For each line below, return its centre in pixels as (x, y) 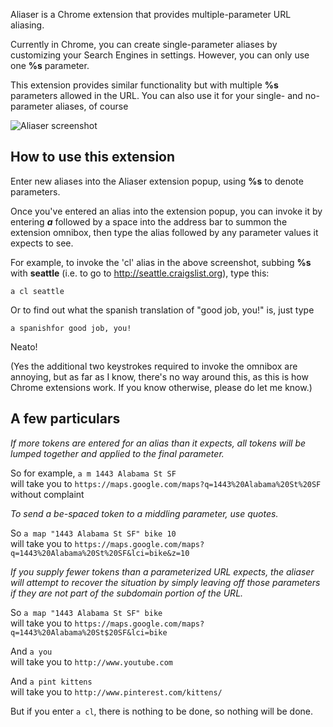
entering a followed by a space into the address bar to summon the (149, 221)
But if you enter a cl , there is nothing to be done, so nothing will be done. (162, 711)
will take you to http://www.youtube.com (92, 661)
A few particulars (65, 419)
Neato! (24, 346)
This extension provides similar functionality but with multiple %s (144, 85)
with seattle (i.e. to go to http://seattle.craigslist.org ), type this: (140, 273)
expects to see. (42, 243)
